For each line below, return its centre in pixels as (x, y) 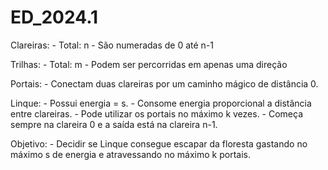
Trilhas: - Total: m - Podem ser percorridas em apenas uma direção (149, 64)
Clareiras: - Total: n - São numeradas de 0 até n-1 (112, 45)
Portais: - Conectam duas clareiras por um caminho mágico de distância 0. (164, 83)
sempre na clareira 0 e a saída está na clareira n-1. (114, 124)
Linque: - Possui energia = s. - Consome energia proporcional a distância (161, 103)
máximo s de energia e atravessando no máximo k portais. (130, 154)
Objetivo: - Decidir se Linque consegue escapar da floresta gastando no (159, 143)
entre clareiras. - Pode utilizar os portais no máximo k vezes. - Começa (157, 113)
